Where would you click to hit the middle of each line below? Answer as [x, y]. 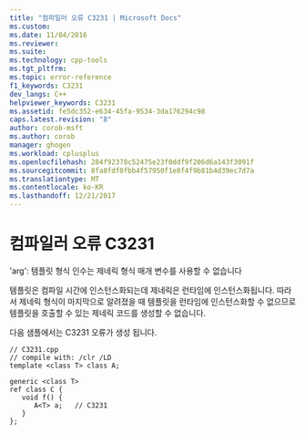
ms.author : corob [42, 137]
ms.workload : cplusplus [55, 153]
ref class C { [36, 389]
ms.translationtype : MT [55, 179]
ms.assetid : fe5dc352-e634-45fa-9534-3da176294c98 [107, 111]
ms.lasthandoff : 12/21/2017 [63, 196]
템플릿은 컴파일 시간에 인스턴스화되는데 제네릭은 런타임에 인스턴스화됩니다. [142, 290]
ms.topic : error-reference [61, 77]
